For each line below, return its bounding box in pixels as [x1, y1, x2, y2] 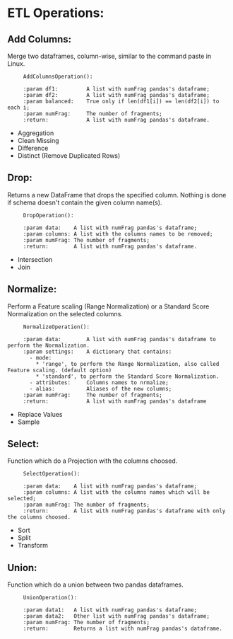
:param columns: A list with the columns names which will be [23, 489, 210, 496]
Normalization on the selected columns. [7, 309, 124, 318]
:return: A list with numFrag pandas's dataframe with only [23, 507, 226, 514]
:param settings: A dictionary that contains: [23, 348, 172, 355]
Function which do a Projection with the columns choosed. [7, 456, 178, 465]
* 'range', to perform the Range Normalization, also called [35, 360, 220, 367]
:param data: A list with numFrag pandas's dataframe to [23, 335, 217, 342]
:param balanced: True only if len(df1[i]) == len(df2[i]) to [23, 98, 220, 105]
